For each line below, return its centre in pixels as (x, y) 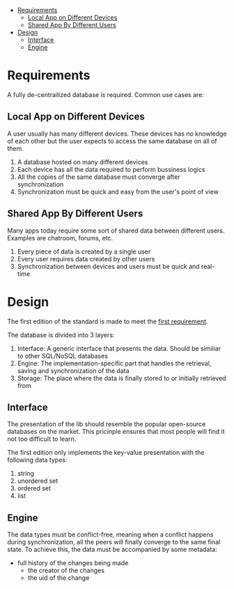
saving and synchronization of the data (73, 370)
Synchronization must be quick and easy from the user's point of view (118, 191)
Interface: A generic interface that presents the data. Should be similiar (119, 348)
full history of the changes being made (73, 563)
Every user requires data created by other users (86, 259)
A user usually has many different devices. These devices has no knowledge (117, 133)
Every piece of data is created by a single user (84, 252)
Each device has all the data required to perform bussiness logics (111, 169)
